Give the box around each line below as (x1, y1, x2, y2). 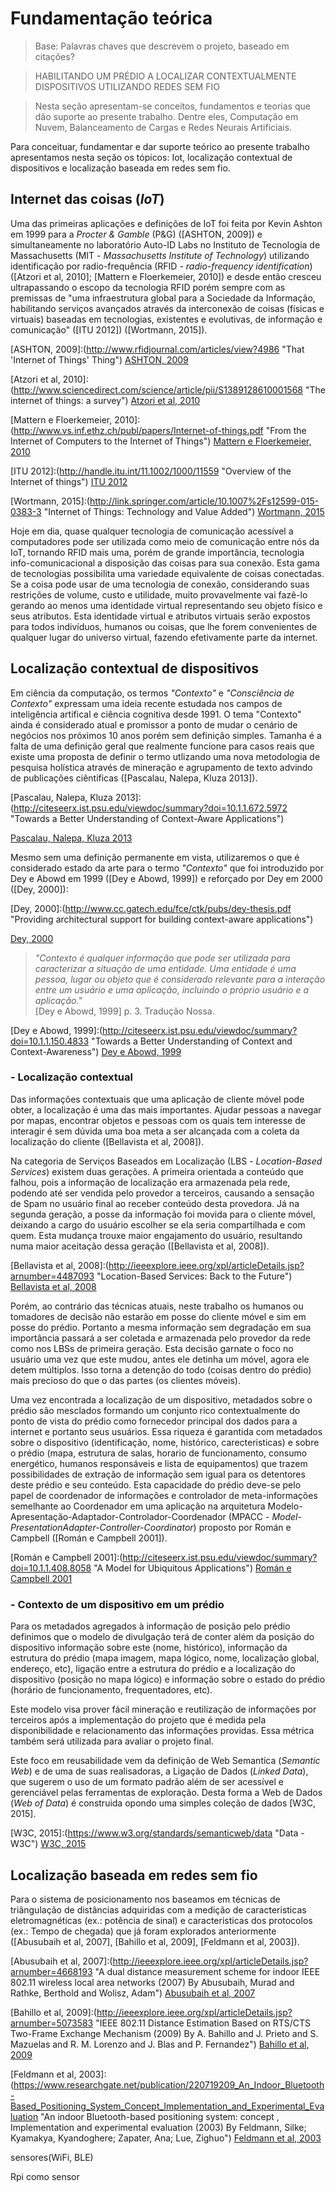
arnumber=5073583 (10, 2017, 94, 2029)
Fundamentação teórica (10, 7, 213, 30)
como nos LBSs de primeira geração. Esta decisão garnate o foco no (10, 1342, 294, 1354)
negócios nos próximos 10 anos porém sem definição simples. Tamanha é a (10, 729, 322, 741)
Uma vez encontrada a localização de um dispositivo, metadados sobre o (10, 1393, 313, 1406)
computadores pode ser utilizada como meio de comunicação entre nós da (10, 535, 320, 547)
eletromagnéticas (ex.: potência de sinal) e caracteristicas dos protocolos (10, 1914, 313, 1926)
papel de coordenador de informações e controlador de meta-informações (10, 1489, 318, 1501)
